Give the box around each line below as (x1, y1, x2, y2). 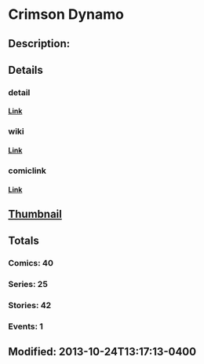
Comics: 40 (8, 258, 53, 269)
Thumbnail (8, 207, 63, 221)
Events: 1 (8, 321, 43, 332)
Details (8, 63, 43, 76)
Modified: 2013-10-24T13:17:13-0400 (8, 345, 197, 358)
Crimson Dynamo (8, 6, 124, 24)
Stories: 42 (8, 300, 52, 311)
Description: (8, 37, 71, 50)
